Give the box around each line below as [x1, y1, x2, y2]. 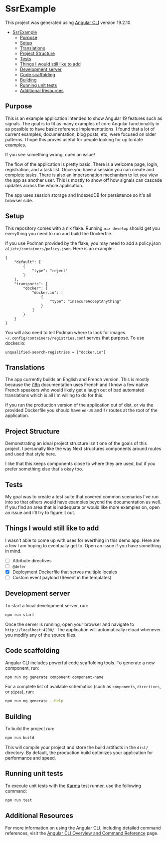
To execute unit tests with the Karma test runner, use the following [5, 783, 141, 789]
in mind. [5, 548, 22, 554]
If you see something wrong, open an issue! [5, 151, 95, 157]
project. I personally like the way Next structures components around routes [5, 445, 162, 452]
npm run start [5, 612, 35, 617]
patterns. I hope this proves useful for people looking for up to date [5, 136, 143, 142]
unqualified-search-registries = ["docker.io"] [5, 350, 106, 355]
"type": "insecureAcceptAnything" [49, 299, 122, 304]
